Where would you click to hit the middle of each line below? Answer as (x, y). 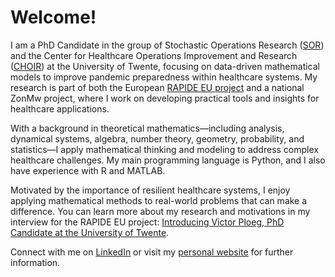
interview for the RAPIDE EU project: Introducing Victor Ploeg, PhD (147, 222)
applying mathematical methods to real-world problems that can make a (159, 200)
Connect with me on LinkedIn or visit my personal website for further (152, 252)
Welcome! (53, 17)
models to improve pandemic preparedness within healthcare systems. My (164, 77)
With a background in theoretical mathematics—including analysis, (147, 128)
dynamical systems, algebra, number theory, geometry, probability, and (157, 138)
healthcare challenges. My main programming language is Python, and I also (168, 160)
